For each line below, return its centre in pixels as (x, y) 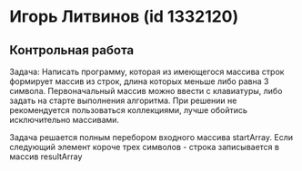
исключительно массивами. (65, 120)
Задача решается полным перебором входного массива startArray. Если (151, 137)
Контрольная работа (72, 50)
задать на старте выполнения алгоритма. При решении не (123, 100)
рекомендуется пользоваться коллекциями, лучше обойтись (129, 110)
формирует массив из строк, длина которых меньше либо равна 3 (139, 81)
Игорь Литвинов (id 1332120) (124, 17)
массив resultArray (46, 157)
